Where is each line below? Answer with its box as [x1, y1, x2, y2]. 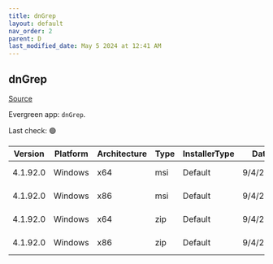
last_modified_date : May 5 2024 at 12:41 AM [8, 42, 162, 50]
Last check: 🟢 [8, 125, 57, 135]
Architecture [97, 148, 148, 159]
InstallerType [182, 148, 235, 159]
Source [8, 93, 32, 103]
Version [13, 148, 45, 159]
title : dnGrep [8, 11, 57, 20]
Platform [54, 148, 89, 159]
